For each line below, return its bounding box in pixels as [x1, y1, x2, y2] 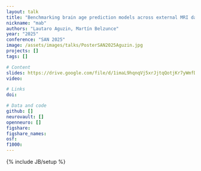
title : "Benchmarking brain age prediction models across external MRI [6, 14, 188, 20]
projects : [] [6, 48, 39, 54]
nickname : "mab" [6, 20, 47, 26]
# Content [6, 64, 31, 70]
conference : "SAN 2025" [6, 37, 66, 43]
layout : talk [6, 8, 39, 15]
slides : [6, 70, 26, 76]
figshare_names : [6, 130, 47, 137]
